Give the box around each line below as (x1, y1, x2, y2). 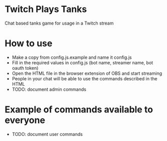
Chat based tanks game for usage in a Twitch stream (5, 20, 114, 26)
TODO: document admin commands (12, 86, 86, 92)
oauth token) (12, 65, 39, 71)
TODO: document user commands (12, 131, 83, 137)
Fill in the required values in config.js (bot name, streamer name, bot (12, 59, 153, 66)
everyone (5, 114, 46, 126)
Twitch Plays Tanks (5, 4, 87, 15)
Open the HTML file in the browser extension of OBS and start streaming (12, 70, 162, 76)
